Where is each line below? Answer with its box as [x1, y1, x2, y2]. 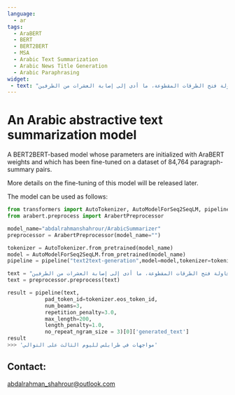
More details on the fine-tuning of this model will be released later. [7, 179, 199, 187]
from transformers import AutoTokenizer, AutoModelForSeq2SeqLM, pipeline [7, 206, 230, 213]
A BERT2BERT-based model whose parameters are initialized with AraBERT [7, 150, 225, 159]
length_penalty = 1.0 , [44, 322, 105, 329]
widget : [7, 75, 30, 83]
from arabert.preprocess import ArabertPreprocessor [7, 213, 164, 220]
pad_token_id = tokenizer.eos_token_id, [44, 295, 158, 302]
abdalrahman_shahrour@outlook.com [7, 380, 115, 388]
